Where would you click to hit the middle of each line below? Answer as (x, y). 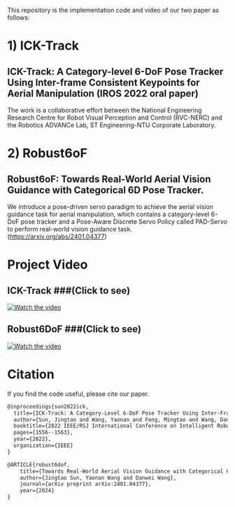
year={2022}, (33, 439)
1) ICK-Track (43, 46)
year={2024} (37, 491)
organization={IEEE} (43, 445)
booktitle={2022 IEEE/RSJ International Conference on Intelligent (114, 426)
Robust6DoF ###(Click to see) (74, 329)
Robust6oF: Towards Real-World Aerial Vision (109, 179)
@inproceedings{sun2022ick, (48, 406)
